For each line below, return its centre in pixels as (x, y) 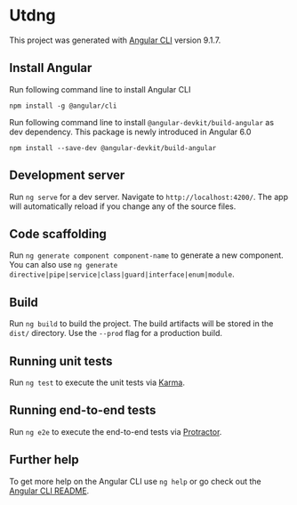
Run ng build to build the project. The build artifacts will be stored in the (141, 324)
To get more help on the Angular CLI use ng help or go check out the (135, 481)
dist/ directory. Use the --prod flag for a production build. (116, 333)
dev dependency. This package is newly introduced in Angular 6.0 (130, 132)
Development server (67, 176)
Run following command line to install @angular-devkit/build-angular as (141, 122)
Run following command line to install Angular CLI (100, 89)
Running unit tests (61, 361)
